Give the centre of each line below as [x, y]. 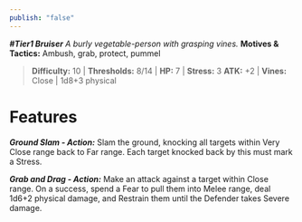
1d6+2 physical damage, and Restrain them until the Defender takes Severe [150, 198]
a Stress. [26, 161]
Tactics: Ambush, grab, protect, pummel [85, 53]
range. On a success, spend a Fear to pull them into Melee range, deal [140, 188]
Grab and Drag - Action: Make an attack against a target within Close [139, 179]
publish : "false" [42, 18]
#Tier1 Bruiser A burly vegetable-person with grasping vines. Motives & [144, 43]
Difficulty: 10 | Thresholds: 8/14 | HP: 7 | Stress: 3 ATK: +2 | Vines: [159, 71]
